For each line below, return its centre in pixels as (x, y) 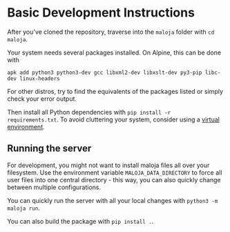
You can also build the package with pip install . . (80, 221)
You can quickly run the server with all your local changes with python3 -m (113, 200)
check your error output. (42, 99)
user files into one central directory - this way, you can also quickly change (114, 180)
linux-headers (40, 78)
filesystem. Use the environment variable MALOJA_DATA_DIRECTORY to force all (115, 172)
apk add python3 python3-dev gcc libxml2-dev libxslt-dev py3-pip (105, 72)
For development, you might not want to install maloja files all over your (108, 165)
